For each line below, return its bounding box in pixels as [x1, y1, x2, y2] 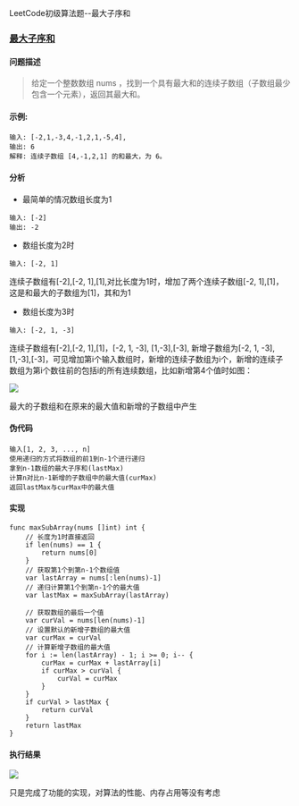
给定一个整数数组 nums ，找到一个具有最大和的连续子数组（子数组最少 [30, 78, 291, 89]
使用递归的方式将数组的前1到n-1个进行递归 [9, 454, 145, 463]
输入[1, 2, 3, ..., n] [9, 445, 91, 454]
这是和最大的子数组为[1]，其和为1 [9, 287, 131, 298]
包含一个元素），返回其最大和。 [30, 89, 145, 100]
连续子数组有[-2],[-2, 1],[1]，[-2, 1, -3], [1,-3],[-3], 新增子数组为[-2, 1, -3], [9, 343, 275, 353]
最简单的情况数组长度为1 [21, 193, 112, 204]
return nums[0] [41, 548, 98, 557]
